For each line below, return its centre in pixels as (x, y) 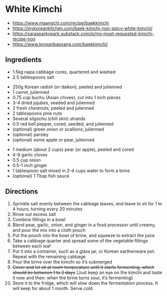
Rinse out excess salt (34, 214)
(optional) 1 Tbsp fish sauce (41, 176)
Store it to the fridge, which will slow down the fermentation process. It (85, 283)
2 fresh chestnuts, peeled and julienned (53, 108)
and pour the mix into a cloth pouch (49, 230)
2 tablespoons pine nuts (37, 113)
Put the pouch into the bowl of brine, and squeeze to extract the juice (83, 235)
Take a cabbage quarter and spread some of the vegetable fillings (80, 241)
